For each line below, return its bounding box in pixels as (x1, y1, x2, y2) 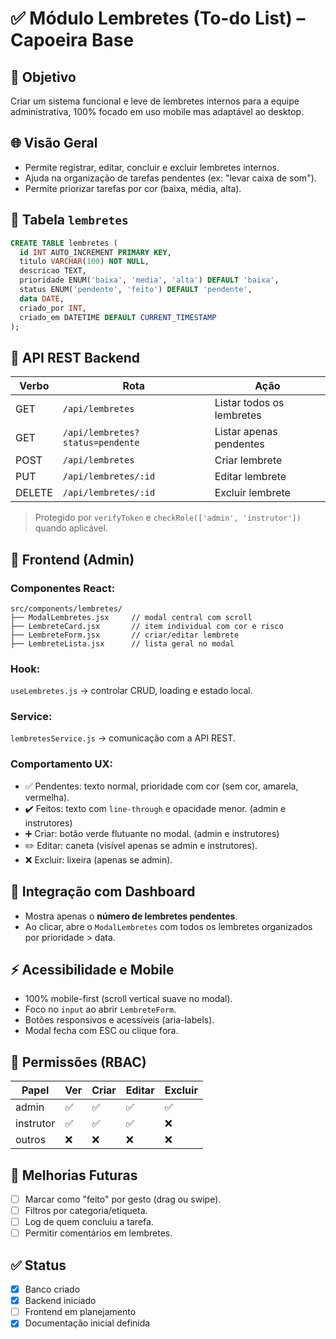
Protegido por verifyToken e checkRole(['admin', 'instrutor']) (34, 512, 302, 524)
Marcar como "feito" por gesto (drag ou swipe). (24, 1193, 222, 1206)
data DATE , (19, 293, 65, 304)
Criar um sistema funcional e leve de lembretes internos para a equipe (10, 95, 300, 107)
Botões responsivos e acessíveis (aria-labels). (24, 1014, 215, 1026)
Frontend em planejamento (24, 1306, 137, 1318)
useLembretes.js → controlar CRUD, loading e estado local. (10, 685, 253, 697)
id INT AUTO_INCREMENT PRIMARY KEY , (19, 247, 172, 257)
